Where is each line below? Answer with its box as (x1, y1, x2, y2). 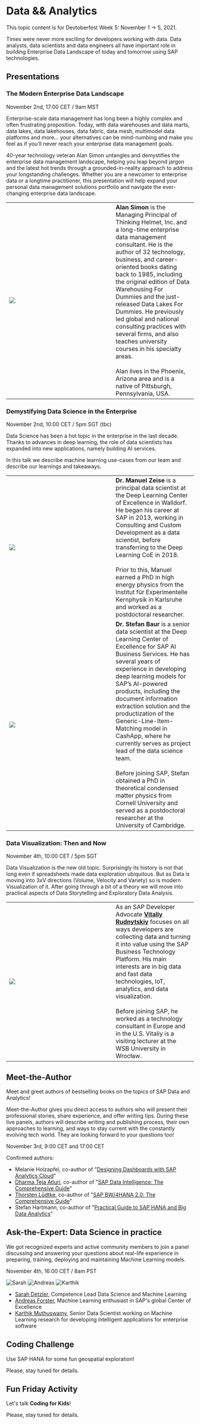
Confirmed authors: (6, 1155, 54, 1162)
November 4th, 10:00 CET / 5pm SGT (6, 852, 98, 860)
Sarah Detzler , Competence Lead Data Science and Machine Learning (14, 1290, 187, 1298)
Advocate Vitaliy (115, 910, 162, 919)
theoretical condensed (115, 784, 179, 792)
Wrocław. (115, 1052, 142, 1060)
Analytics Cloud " (14, 1172, 57, 1180)
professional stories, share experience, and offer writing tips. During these (6, 1112, 189, 1119)
